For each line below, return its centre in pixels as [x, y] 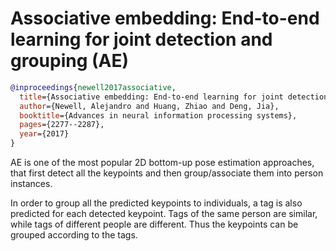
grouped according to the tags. [74, 235]
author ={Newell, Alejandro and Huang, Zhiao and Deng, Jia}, [149, 106]
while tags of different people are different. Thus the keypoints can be [154, 224]
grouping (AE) [70, 61]
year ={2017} [44, 134]
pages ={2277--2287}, [62, 125]
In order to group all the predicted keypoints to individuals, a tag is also [156, 203]
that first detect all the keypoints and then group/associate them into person [167, 173]
